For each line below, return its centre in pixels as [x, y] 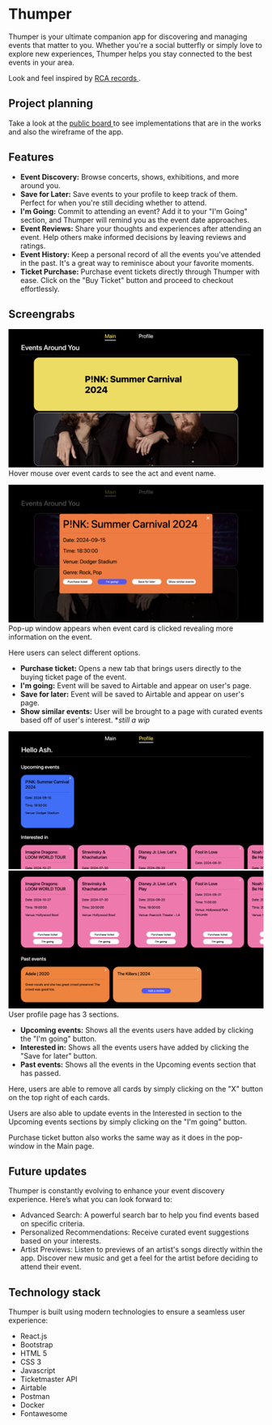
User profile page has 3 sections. [64, 1014]
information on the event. [51, 637]
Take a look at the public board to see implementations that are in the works [135, 123]
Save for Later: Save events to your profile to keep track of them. [129, 194]
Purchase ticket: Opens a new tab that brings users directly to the [131, 669]
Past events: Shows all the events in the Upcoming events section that [138, 1064]
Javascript [38, 1371]
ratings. [33, 246]
